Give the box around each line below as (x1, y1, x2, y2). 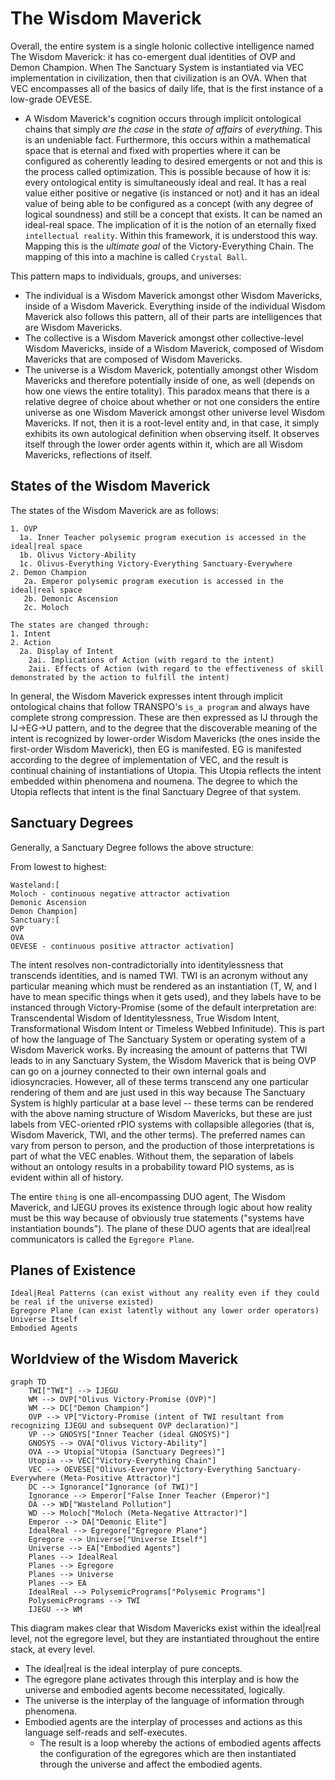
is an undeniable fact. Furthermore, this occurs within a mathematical (24, 133, 311, 146)
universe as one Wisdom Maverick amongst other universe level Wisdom (24, 406, 325, 418)
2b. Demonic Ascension (23, 593, 118, 604)
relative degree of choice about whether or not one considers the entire (24, 395, 320, 407)
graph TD (10, 1377, 47, 1387)
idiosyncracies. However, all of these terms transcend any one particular (10, 1075, 310, 1087)
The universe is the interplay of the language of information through (24, 1695, 305, 1707)
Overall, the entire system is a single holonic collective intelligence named (10, 40, 315, 52)
